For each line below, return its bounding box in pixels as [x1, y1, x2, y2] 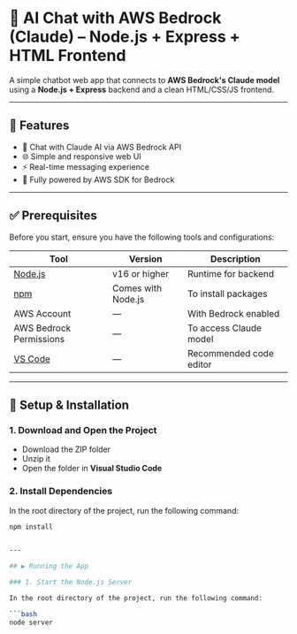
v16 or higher [111, 267, 170, 279]
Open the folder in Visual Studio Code [21, 463, 163, 474]
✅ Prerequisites [9, 208, 97, 224]
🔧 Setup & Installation [9, 397, 130, 412]
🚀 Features [9, 118, 70, 134]
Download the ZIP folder [21, 444, 111, 454]
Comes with [111, 282, 162, 294]
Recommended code [187, 347, 274, 359]
